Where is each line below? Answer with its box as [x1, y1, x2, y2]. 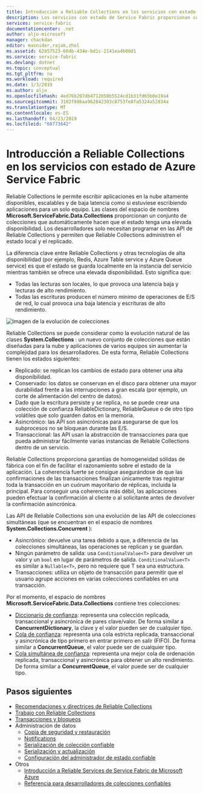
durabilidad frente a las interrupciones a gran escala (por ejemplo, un [14, 386, 188, 393]
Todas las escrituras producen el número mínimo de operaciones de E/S [14, 294, 195, 301]
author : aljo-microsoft [6, 31, 66, 37]
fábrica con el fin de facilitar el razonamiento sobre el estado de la [6, 462, 171, 469]
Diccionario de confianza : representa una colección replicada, [14, 611, 170, 619]
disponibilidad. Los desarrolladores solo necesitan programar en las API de [6, 225, 193, 233]
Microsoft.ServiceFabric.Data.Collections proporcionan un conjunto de [6, 212, 187, 219]
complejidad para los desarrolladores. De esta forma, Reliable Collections [6, 348, 189, 356]
